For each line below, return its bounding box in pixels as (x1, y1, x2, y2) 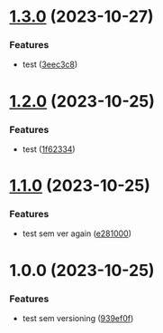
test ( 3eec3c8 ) (22, 59, 78, 70)
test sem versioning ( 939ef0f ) (22, 312, 134, 323)
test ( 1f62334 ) (22, 143, 76, 155)
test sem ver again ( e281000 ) (22, 228, 132, 239)
